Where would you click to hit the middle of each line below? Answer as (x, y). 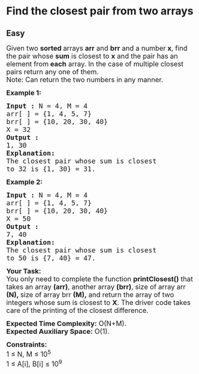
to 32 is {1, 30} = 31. (51, 169)
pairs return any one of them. (52, 72)
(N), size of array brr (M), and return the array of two (90, 295)
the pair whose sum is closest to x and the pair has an (92, 56)
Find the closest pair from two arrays (100, 11)
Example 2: (25, 182)
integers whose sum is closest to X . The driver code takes (98, 303)
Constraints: (27, 345)
